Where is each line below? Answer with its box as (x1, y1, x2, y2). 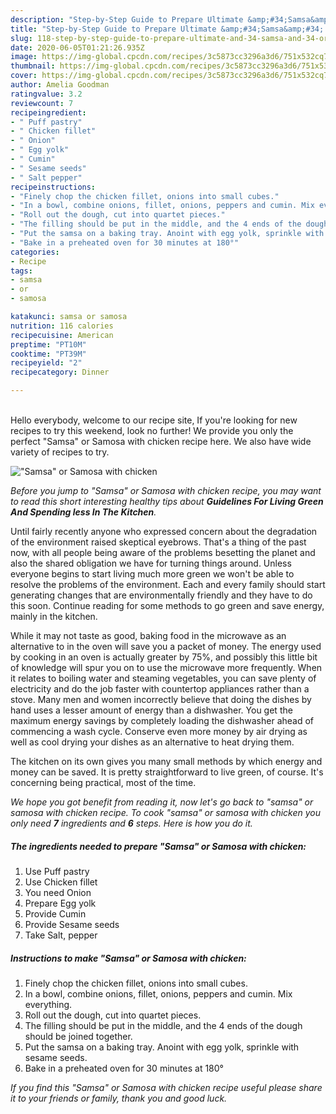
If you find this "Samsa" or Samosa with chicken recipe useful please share (10, 1081, 323, 1093)
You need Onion (24, 886, 92, 898)
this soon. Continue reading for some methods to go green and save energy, (10, 600, 325, 611)
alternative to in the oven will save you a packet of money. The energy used (10, 641, 322, 652)
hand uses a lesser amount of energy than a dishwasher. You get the (10, 704, 293, 716)
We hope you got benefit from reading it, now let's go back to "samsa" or (10, 796, 314, 808)
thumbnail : (10, 61, 56, 71)
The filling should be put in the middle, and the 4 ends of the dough (24, 1019, 303, 1031)
